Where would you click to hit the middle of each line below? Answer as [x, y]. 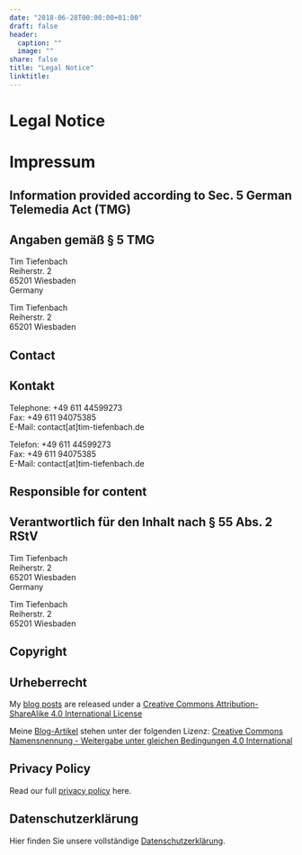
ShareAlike [29, 714]
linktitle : [30, 77]
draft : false [34, 26]
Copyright [38, 652]
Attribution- [237, 704]
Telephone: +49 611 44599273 [66, 407]
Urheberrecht [48, 682]
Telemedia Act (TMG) [71, 209]
